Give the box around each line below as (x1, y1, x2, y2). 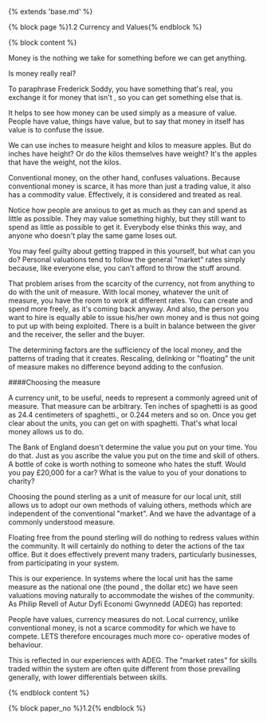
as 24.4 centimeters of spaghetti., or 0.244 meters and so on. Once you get (8, 410, 257, 419)
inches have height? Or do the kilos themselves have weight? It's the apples (8, 149, 257, 158)
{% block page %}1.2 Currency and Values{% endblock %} (8, 22, 202, 31)
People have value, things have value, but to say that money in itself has (8, 117, 245, 126)
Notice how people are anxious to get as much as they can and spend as (8, 205, 247, 215)
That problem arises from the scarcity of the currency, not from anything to (8, 279, 255, 288)
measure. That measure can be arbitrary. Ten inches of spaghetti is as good (8, 402, 257, 410)
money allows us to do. (8, 427, 84, 436)
